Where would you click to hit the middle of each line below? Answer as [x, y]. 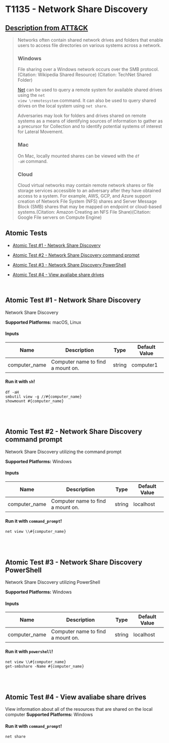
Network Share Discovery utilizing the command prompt [63, 452]
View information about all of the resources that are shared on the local [79, 709]
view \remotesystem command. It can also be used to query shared [87, 101]
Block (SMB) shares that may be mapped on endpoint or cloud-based [90, 206]
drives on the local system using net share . [62, 106]
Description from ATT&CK [47, 28]
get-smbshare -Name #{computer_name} [45, 666]
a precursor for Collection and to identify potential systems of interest [90, 127]
